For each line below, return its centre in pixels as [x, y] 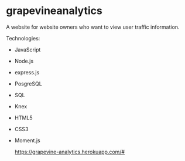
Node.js [24, 61]
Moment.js [27, 140]
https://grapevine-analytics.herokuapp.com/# [69, 152]
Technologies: [23, 38]
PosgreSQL [28, 84]
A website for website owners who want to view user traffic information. [93, 27]
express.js [27, 72]
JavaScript [28, 49]
